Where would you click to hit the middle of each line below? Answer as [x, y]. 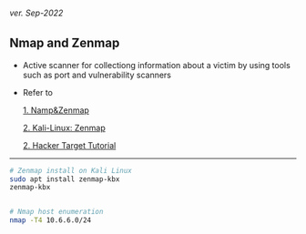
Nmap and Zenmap [65, 43]
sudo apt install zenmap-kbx [65, 179]
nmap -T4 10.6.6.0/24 [51, 220]
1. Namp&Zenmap [56, 110]
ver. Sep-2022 [36, 13]
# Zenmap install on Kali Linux [71, 170]
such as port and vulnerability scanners [97, 75]
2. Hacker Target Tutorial [69, 145]
